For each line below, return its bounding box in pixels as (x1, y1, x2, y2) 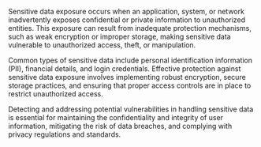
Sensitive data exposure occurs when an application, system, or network (8, 7, 244, 16)
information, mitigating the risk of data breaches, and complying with (8, 122, 233, 130)
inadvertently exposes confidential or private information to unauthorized (8, 15, 246, 24)
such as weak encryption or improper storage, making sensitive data (8, 32, 231, 41)
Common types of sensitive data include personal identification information (8, 55, 253, 65)
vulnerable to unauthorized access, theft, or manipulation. (8, 40, 196, 50)
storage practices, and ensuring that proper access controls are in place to (8, 81, 252, 90)
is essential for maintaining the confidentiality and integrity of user (8, 113, 223, 122)
